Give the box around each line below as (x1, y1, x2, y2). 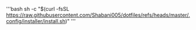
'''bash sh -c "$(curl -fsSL (6, 6, 69, 12)
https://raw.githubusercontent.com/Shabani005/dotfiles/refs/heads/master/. (6, 12, 191, 18)
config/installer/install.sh (6, 18, 66, 24)
